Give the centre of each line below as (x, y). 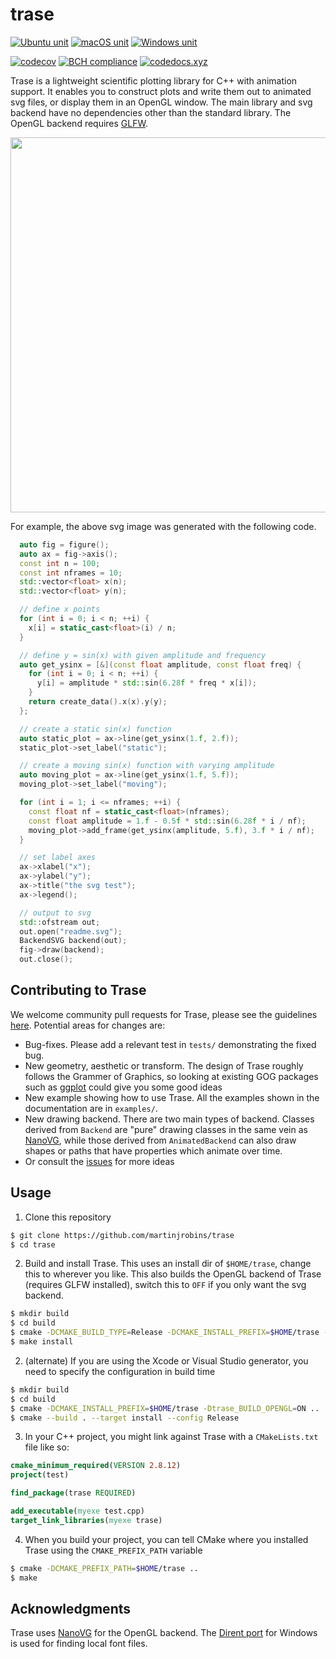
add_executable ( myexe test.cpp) (77, 1511)
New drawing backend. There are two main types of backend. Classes (169, 1119)
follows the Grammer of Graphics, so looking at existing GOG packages (171, 1076)
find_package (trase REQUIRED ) (73, 1493)
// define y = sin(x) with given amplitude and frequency (143, 655)
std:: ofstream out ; (60, 922)
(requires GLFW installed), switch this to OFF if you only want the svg (165, 1285)
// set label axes (58, 858)
